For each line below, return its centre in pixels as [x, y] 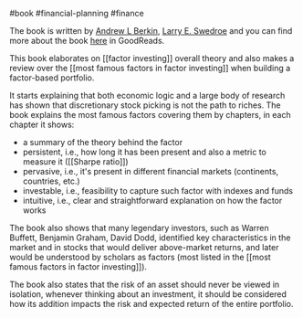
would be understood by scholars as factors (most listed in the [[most [140, 257]
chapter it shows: [42, 124]
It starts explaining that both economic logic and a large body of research [147, 95]
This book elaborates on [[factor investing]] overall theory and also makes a [152, 58]
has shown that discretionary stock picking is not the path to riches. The [145, 105]
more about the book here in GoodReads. [87, 41]
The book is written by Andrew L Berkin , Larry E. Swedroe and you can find [151, 31]
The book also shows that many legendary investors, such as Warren [139, 228]
